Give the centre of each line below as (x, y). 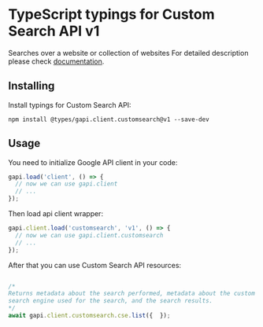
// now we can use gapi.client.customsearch (89, 235)
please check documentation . (56, 61)
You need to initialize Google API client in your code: (93, 162)
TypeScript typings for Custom (111, 15)
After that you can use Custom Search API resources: (95, 265)
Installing (31, 86)
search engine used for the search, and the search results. (111, 301)
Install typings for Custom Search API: (70, 105)
